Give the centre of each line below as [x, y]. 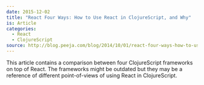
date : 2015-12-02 [28, 12]
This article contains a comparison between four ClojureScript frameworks [100, 62]
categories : [21, 29]
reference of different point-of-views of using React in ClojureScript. [92, 75]
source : [16, 46]
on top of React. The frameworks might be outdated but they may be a [94, 69]
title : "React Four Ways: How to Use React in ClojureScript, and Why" [99, 17]
